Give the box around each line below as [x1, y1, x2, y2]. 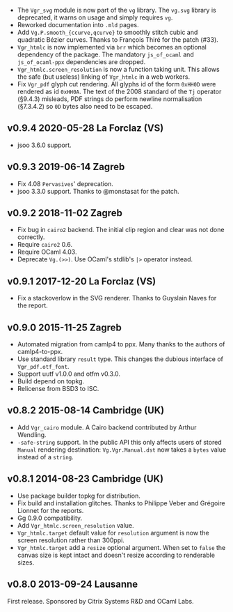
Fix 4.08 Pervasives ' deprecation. [17, 179, 113, 188]
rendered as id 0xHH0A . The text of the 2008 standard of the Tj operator [17, 87, 222, 95]
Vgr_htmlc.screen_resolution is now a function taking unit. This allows [17, 66, 220, 73]
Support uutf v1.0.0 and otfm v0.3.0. [17, 369, 120, 378]
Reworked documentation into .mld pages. [17, 21, 139, 29]
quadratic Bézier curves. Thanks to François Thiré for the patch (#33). [17, 36, 219, 44]
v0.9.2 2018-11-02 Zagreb [7, 207, 123, 219]
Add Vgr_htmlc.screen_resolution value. [17, 521, 134, 529]
